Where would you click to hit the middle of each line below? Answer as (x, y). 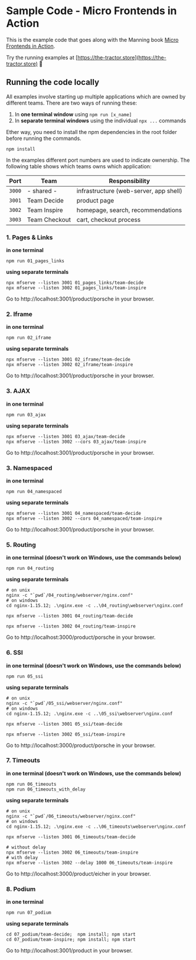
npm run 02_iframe (29, 338)
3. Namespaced (29, 468)
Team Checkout (49, 220)
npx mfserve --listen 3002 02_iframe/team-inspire (70, 365)
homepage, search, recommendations (129, 210)
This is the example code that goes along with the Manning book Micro (92, 40)
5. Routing (21, 544)
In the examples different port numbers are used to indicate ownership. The (98, 160)
